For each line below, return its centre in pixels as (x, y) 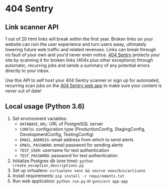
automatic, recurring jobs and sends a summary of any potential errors (78, 65)
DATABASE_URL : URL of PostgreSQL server (61, 124)
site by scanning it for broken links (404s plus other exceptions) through (79, 60)
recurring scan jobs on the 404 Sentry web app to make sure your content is (83, 86)
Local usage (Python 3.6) (45, 107)
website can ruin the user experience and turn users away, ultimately (76, 44)
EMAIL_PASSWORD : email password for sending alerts (71, 145)
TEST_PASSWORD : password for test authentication (69, 155)
